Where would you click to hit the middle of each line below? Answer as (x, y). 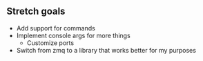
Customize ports (50, 43)
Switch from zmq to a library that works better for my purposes (106, 50)
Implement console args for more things (73, 35)
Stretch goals (36, 11)
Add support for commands (56, 28)
